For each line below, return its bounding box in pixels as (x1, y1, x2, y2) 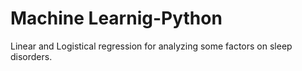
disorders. (10, 50, 53, 62)
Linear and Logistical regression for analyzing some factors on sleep (10, 40, 293, 52)
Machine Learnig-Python (10, 7, 223, 30)
